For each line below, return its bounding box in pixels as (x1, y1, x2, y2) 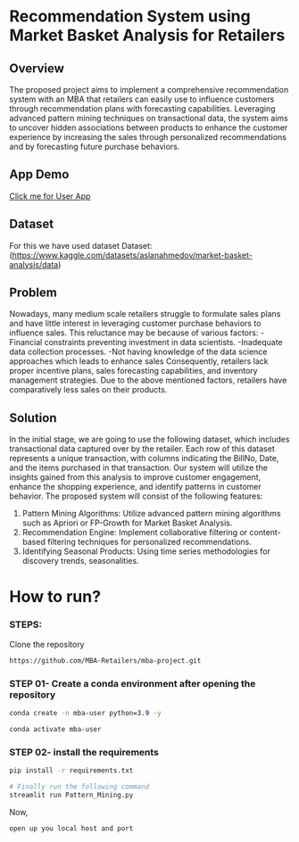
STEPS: (9, 618, 43, 631)
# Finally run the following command (9, 782, 150, 791)
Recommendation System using (9, 6, 252, 27)
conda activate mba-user (9, 724, 102, 733)
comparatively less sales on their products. (9, 384, 168, 395)
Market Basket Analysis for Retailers (9, 25, 286, 45)
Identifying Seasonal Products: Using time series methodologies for (21, 546, 270, 557)
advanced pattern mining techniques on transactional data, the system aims (9, 113, 288, 123)
